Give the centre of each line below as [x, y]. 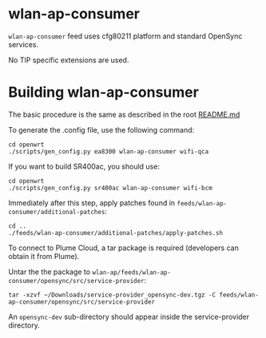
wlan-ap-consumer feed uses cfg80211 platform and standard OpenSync [125, 36]
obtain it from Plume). [44, 256]
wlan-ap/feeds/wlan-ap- [131, 272]
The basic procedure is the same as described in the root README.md [124, 114]
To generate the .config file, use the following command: [101, 129]
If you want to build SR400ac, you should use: [84, 166]
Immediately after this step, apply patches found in [92, 203]
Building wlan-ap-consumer [104, 92]
